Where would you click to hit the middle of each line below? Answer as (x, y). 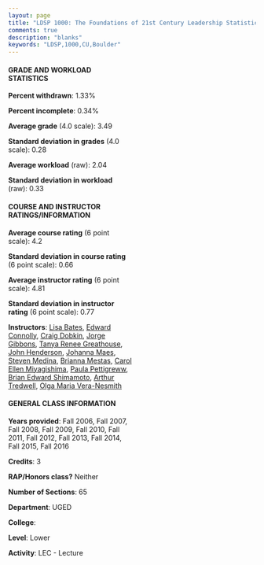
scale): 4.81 (27, 288)
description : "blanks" (45, 37)
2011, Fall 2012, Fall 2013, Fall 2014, (65, 438)
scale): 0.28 (27, 150)
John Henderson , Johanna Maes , (62, 352)
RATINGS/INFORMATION (49, 215)
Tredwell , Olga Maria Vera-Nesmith (65, 386)
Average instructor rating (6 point (64, 279)
